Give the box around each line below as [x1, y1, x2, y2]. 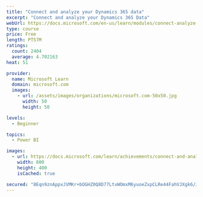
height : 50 [22, 104, 50, 110]
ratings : [6, 43, 28, 49]
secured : [6, 181, 28, 187]
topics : [6, 131, 26, 138]
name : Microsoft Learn [11, 76, 69, 82]
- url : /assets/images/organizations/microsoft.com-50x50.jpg [17, 93, 177, 99]
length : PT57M [6, 37, 42, 43]
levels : [6, 115, 26, 121]
